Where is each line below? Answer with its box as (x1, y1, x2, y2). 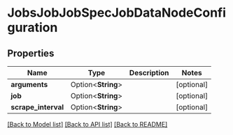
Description (129, 68, 169, 77)
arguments (10, 80, 48, 89)
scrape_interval (10, 102, 64, 112)
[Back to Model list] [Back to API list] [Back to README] (7, 120, 168, 128)
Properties (7, 47, 55, 59)
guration (7, 19, 58, 35)
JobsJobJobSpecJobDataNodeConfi (7, 5, 226, 21)
